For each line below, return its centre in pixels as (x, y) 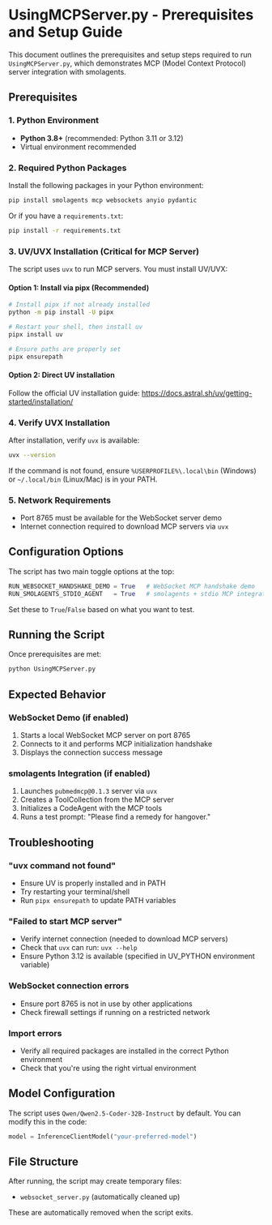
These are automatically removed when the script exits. (101, 1213)
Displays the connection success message (91, 752)
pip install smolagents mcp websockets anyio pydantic (103, 200)
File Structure (43, 1161)
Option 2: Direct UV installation (62, 375)
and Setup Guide (66, 32)
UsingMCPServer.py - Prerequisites (131, 15)
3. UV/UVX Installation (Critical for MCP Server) (104, 251)
